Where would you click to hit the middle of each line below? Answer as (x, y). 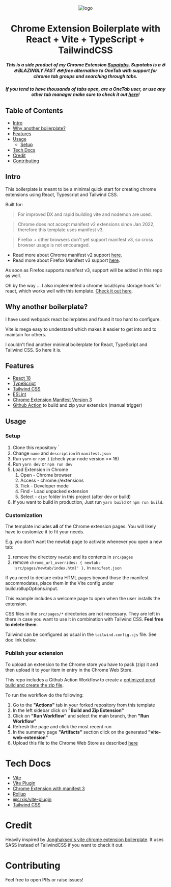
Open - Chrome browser (46, 475)
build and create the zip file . (35, 685)
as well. (13, 276)
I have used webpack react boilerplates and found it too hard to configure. (83, 319)
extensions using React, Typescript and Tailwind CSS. (62, 194)
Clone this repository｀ (37, 448)
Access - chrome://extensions (52, 481)
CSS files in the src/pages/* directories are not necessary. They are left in (83, 614)
